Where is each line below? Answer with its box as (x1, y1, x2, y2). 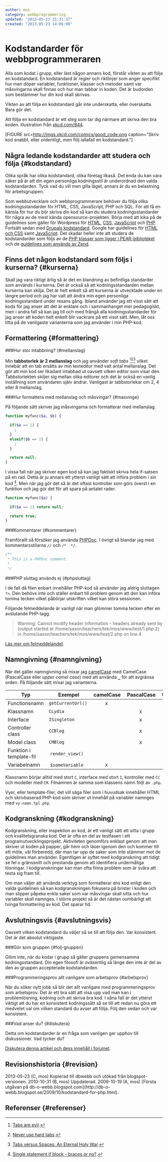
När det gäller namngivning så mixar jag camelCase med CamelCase (5, 668, 146, 674)
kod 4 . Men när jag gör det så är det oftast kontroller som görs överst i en (5, 480, 156, 486)
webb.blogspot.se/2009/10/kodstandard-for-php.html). (5, 1089, 119, 1095)
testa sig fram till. (5, 870, 41, 876)
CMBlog (48, 739, 64, 745)
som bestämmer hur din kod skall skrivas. (5, 91, 91, 98)
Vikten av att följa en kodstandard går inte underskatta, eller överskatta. (5, 101, 152, 107)
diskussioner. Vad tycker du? (5, 1035, 65, 1042)
